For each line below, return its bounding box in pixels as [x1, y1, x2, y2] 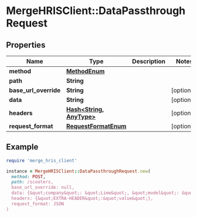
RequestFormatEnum [66, 122, 127, 130]
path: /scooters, [11, 179, 54, 185]
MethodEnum [66, 67, 105, 75]
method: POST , [11, 174, 46, 179]
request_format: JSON [11, 201, 64, 206]
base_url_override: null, [11, 185, 75, 191]
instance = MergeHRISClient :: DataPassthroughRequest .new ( [6, 168, 151, 174]
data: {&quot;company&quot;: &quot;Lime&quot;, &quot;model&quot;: [11, 190, 180, 196]
